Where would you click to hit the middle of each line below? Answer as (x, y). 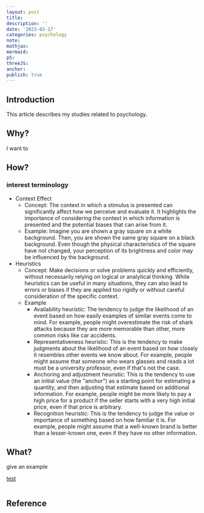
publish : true (25, 75)
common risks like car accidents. (75, 335)
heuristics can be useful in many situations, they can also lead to (106, 283)
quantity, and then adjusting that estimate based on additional (111, 387)
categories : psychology (37, 35)
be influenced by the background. (67, 257)
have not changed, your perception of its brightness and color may (109, 250)
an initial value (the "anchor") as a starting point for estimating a (114, 381)
